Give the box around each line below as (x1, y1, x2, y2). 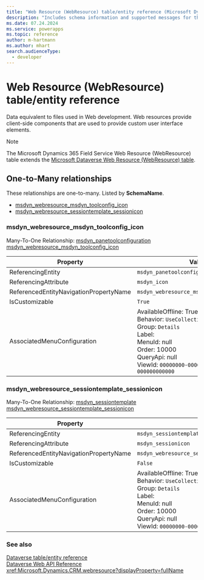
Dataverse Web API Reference (6, 561, 82, 568)
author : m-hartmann (6, 37, 56, 43)
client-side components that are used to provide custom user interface (6, 120, 183, 127)
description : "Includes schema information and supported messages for (6, 15, 191, 21)
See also (6, 540, 32, 548)
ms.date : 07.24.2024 (6, 20, 59, 26)
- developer (12, 54, 42, 60)
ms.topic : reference (6, 32, 59, 38)
